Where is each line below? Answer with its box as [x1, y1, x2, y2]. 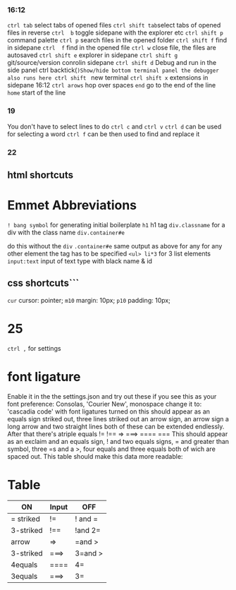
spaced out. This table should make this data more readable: [7, 452, 183, 460]
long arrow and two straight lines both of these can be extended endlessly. [7, 422, 225, 431]
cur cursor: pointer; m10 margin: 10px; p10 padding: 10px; [7, 296, 171, 304]
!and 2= [75, 526, 101, 536]
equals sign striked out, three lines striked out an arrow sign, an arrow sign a [7, 414, 229, 423]
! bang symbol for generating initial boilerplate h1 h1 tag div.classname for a [7, 220, 225, 229]
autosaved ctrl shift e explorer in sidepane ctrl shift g [7, 51, 178, 59]
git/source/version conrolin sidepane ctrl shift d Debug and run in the [7, 59, 217, 67]
